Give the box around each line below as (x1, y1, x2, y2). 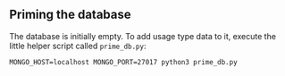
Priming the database (9, 7, 131, 22)
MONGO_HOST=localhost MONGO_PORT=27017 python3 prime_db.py (9, 57, 239, 66)
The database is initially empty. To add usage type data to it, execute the (9, 30, 277, 41)
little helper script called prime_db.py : (9, 40, 147, 51)
